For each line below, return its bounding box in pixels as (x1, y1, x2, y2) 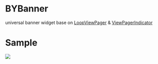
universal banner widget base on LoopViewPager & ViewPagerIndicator (5, 19, 153, 25)
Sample (5, 37, 38, 48)
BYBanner (5, 3, 49, 14)
